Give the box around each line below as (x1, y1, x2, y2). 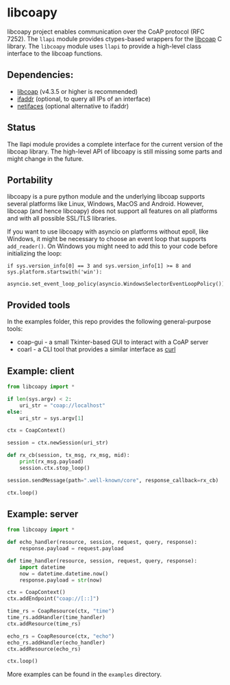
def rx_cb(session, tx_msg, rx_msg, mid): (7, 452, 130, 459)
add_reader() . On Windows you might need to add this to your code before (7, 242, 218, 251)
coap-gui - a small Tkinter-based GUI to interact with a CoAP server (16, 338, 209, 347)
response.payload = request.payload (19, 545, 125, 552)
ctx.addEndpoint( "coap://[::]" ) (7, 595, 99, 602)
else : (7, 408, 23, 415)
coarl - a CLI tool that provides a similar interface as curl (16, 345, 176, 353)
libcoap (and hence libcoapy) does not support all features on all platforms (7, 207, 218, 215)
